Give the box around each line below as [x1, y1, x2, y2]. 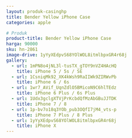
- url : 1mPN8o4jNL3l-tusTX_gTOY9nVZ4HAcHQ [11, 63, 117, 69]
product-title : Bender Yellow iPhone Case [6, 36, 111, 42]
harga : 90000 [6, 41, 38, 47]
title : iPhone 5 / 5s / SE [16, 68, 83, 74]
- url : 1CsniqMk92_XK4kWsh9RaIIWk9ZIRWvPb [11, 74, 117, 80]
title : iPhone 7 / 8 [16, 101, 67, 107]
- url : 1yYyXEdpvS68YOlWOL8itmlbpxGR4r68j [11, 117, 117, 123]
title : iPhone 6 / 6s [16, 79, 69, 85]
